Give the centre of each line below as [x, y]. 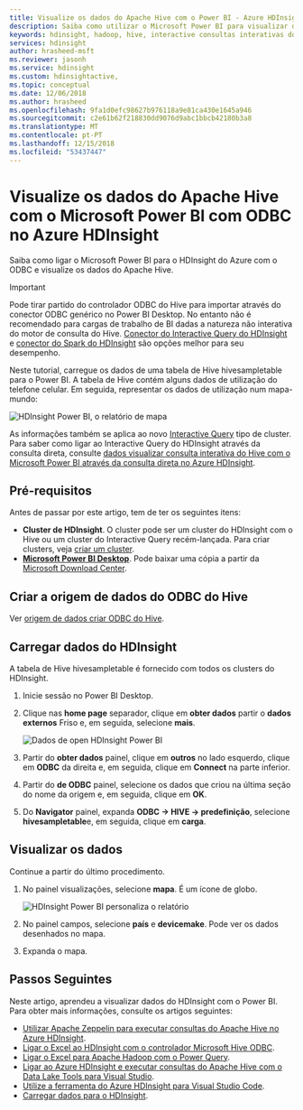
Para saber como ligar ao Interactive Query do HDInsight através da [135, 443]
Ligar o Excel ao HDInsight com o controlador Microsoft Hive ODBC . [148, 1047]
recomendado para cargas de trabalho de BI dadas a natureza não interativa [151, 324]
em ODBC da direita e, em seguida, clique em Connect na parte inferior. [156, 767]
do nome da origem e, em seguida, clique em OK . [115, 794]
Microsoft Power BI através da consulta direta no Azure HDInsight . [132, 462]
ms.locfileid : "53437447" [58, 152]
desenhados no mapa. [64, 933]
